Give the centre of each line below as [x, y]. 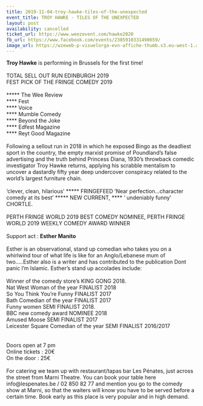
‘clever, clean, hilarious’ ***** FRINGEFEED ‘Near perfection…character [95, 191]
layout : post [23, 23]
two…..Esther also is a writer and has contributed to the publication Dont [96, 262]
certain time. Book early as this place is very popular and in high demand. [98, 396]
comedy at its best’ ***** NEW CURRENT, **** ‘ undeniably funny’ [89, 198]
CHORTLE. [20, 204]
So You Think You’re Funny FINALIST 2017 [59, 294]
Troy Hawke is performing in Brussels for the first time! [75, 63]
